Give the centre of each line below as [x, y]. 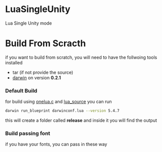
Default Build [21, 90]
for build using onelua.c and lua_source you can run [58, 102]
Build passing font [28, 133]
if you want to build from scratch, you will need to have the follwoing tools [81, 57]
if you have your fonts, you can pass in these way [56, 144]
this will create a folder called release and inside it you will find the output [81, 120]
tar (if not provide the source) [43, 72]
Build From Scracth [45, 43]
